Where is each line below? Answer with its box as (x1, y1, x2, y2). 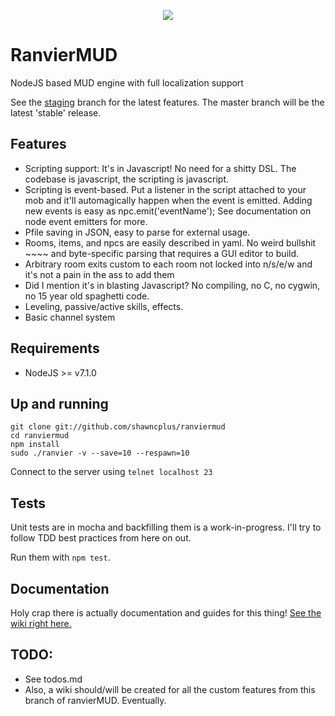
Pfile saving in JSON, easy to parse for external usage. (24, 226, 251, 238)
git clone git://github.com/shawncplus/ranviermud (10, 422, 226, 432)
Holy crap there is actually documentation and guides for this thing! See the (10, 607, 322, 619)
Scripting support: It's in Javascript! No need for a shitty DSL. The (24, 162, 297, 174)
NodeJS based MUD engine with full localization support (10, 76, 244, 89)
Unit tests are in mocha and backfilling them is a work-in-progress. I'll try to (10, 521, 322, 534)
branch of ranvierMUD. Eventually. (24, 694, 167, 706)
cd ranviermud (10, 431, 70, 441)
